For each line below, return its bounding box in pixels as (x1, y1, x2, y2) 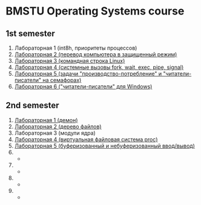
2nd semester (5, 100, 59, 111)
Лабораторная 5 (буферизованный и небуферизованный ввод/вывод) (14, 142, 195, 149)
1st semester (5, 28, 55, 39)
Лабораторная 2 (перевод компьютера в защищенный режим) (14, 51, 177, 58)
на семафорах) (42, 77, 82, 83)
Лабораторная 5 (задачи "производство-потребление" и (14, 70, 162, 77)
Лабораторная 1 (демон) (14, 116, 78, 123)
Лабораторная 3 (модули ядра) (14, 129, 96, 137)
